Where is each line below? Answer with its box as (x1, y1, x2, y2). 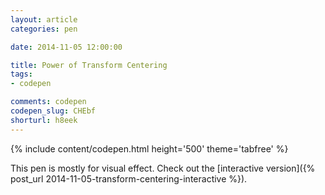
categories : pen (10, 24, 78, 34)
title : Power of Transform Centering (10, 60, 168, 70)
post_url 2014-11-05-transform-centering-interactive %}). (10, 172, 248, 185)
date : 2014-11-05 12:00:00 (10, 42, 123, 52)
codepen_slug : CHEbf (10, 106, 97, 116)
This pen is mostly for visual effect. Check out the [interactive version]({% (10, 162, 316, 174)
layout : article (10, 14, 78, 25)
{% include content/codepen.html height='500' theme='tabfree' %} (10, 142, 289, 155)
